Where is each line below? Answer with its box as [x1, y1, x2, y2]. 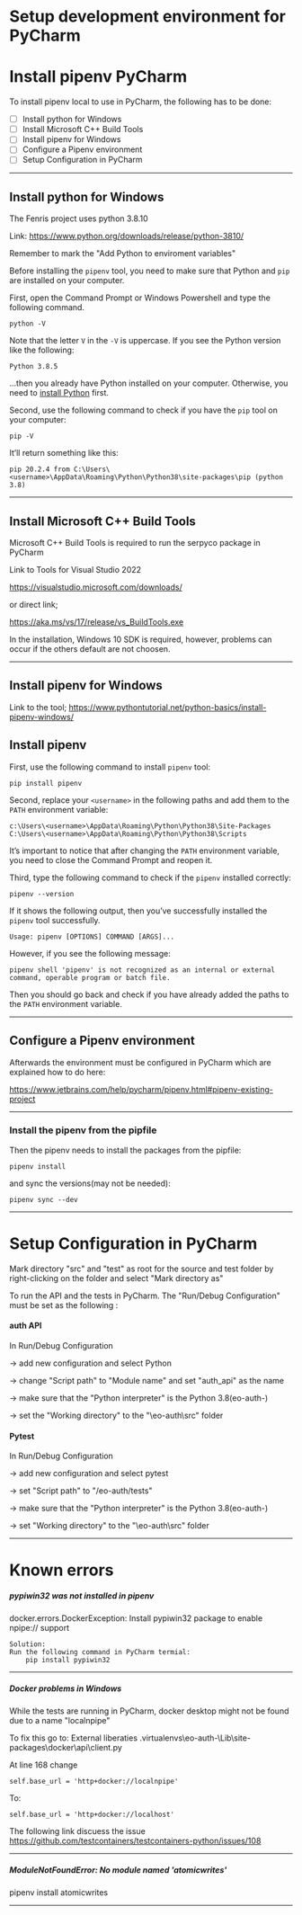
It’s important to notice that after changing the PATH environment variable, [9, 845, 280, 856]
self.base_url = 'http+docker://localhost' [9, 1810, 175, 1820]
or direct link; [9, 600, 58, 610]
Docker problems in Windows [9, 1683, 122, 1694]
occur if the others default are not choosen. [9, 644, 171, 655]
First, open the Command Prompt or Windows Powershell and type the [9, 292, 271, 303]
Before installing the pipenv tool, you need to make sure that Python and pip [9, 265, 290, 276]
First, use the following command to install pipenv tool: [9, 762, 211, 772]
